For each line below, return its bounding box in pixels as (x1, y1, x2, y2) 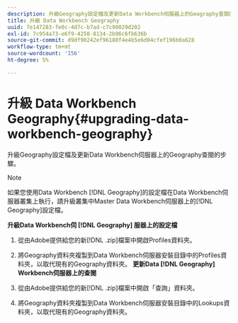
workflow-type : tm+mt (7, 43, 72, 50)
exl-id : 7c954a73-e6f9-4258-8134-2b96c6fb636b (7, 30, 147, 38)
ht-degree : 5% (7, 57, 50, 64)
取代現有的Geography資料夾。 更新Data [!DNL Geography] (42, 259, 215, 268)
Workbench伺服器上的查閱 (17, 268, 97, 277)
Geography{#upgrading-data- (7, 110, 189, 127)
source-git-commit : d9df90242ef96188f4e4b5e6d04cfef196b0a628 (7, 37, 195, 44)
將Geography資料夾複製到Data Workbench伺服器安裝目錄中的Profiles (17, 251, 221, 259)
